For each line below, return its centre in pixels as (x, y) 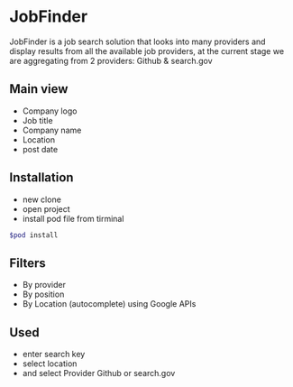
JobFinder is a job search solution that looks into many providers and (137, 41)
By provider (44, 285)
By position (43, 294)
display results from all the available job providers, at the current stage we (147, 51)
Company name (52, 130)
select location (50, 364)
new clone (41, 199)
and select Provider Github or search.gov (99, 373)
